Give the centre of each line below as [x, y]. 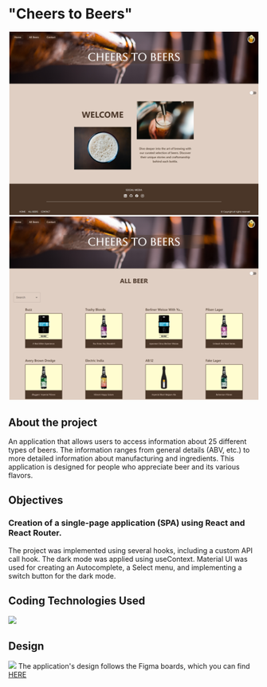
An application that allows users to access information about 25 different [128, 442]
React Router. [35, 533]
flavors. [21, 476]
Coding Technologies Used [77, 601]
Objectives [36, 500]
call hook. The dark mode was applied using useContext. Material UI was [128, 559]
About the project [53, 422]
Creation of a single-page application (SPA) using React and [127, 523]
